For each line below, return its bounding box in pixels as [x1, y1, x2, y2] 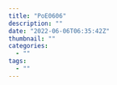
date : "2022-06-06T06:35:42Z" [8, 27, 111, 35]
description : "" [8, 19, 63, 28]
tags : [8, 57, 27, 66]
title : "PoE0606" [8, 11, 67, 20]
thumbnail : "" [8, 34, 56, 43]
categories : [8, 42, 48, 50]
